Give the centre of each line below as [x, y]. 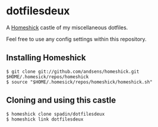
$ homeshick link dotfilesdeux [45, 119]
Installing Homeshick [46, 58]
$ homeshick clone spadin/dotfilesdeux [56, 114]
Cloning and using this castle [61, 100]
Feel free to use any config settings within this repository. [76, 39]
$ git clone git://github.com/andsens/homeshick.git [73, 72]
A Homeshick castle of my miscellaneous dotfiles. [67, 27]
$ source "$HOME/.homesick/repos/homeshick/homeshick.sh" [79, 82]
